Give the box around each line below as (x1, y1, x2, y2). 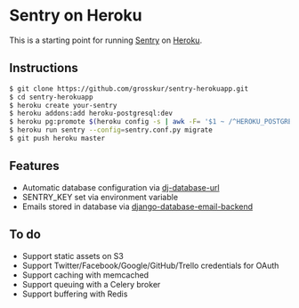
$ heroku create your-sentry (9, 101, 117, 109)
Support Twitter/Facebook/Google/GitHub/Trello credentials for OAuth (21, 260, 279, 271)
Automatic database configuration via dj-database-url (21, 182, 220, 192)
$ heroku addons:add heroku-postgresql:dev (9, 109, 174, 118)
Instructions (9, 61, 78, 76)
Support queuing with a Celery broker (21, 279, 161, 289)
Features (9, 158, 60, 174)
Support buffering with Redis (21, 288, 128, 299)
